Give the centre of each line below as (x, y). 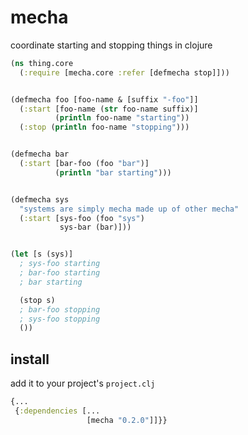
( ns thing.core (42, 63)
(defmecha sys (40, 199)
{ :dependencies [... (57, 411)
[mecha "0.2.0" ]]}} (127, 420)
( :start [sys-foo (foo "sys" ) (82, 218)
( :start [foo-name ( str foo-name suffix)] (109, 109)
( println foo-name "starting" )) (122, 118)
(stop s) (37, 300)
